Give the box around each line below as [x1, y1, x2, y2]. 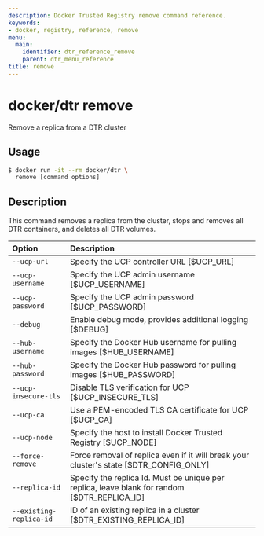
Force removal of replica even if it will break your [70, 450, 250, 461]
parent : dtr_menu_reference [22, 56, 114, 64]
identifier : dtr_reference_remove [22, 48, 135, 56]
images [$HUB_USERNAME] [70, 347, 174, 358]
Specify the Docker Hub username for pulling [70, 337, 237, 348]
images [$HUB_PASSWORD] [70, 369, 176, 380]
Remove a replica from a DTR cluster [8, 123, 127, 132]
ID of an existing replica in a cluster [70, 505, 200, 516]
